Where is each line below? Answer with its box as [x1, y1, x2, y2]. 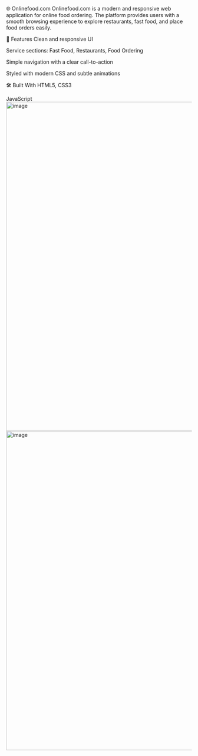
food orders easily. [6, 24, 52, 31]
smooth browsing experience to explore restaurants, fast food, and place [6, 18, 183, 25]
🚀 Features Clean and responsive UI [6, 35, 93, 42]
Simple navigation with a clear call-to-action [6, 58, 114, 65]
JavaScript [6, 96, 32, 102]
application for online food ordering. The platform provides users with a [6, 12, 180, 18]
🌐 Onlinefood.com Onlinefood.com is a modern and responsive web [6, 5, 171, 12]
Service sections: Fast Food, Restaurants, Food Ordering [6, 47, 143, 54]
